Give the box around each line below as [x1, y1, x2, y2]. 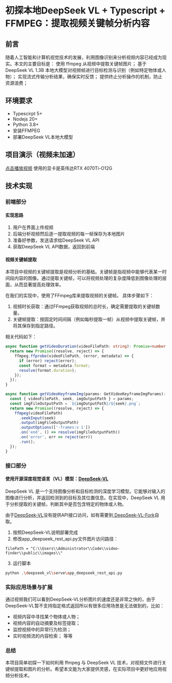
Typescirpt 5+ [12, 110, 42, 116]
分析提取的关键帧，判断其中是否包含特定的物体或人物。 [9, 501, 126, 507]
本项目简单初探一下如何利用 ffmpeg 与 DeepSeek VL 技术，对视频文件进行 [5, 659, 162, 666]
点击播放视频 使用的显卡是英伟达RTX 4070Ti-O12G [5, 165, 113, 171]
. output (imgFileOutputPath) [18, 420, 79, 425]
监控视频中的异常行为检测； [12, 626, 72, 633]
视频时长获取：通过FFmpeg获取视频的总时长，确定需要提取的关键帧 [12, 303, 156, 310]
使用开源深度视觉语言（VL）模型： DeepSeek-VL [5, 476, 109, 482]
